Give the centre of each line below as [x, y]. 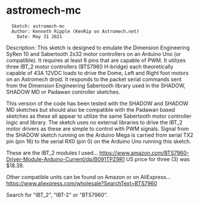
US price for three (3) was [158, 159]
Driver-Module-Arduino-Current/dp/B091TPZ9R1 [66, 159]
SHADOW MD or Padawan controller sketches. [63, 92]
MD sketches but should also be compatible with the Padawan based [91, 109]
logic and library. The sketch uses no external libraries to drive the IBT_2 [94, 122]
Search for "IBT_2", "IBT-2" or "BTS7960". [57, 194]
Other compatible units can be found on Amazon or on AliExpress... [89, 177]
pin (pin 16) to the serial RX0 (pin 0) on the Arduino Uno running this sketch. [99, 141]
